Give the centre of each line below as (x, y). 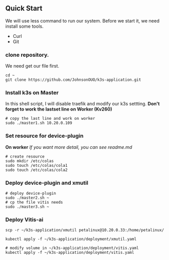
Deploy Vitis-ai (24, 220)
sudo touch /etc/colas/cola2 (36, 170)
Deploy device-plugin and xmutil (47, 183)
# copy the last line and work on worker (50, 119)
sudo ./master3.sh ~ (27, 207)
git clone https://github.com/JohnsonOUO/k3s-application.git (73, 80)
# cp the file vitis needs (34, 202)
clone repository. (27, 55)
